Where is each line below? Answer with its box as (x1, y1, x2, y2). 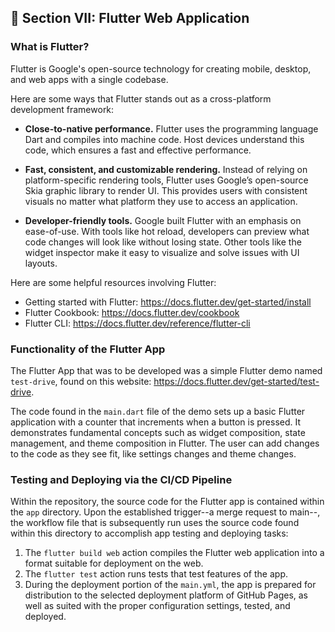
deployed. (24, 611, 67, 623)
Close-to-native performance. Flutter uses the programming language (24, 122, 319, 135)
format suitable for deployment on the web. (24, 557, 204, 570)
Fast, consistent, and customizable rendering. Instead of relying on (24, 163, 308, 175)
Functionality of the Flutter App (10, 342, 166, 356)
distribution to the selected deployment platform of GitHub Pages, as (24, 589, 309, 601)
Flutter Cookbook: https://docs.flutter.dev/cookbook (24, 306, 240, 318)
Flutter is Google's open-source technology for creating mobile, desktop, (10, 62, 312, 75)
